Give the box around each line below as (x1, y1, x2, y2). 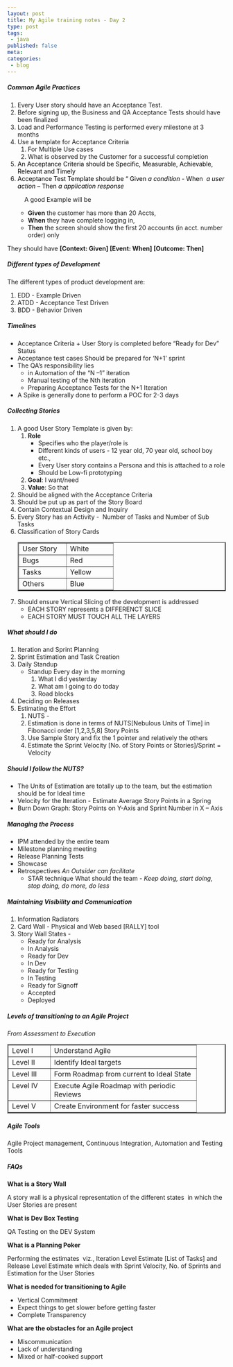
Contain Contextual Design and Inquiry (17, 505, 128, 513)
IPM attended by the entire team (17, 837, 110, 846)
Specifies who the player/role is (37, 438, 128, 447)
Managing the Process (7, 820, 74, 829)
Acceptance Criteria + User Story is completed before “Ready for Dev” (17, 339, 220, 347)
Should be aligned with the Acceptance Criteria (17, 490, 153, 499)
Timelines (7, 322, 37, 330)
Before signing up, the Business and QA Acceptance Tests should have (17, 108, 221, 117)
